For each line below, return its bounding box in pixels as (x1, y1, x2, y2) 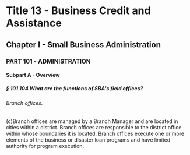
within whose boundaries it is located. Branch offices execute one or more (6, 130, 185, 137)
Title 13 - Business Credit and (6, 4, 151, 17)
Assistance (6, 16, 62, 30)
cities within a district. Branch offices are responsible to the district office (6, 124, 182, 131)
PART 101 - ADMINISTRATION (6, 57, 92, 65)
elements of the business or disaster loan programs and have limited (6, 136, 171, 143)
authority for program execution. (6, 142, 85, 149)
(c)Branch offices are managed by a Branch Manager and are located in (6, 118, 178, 125)
